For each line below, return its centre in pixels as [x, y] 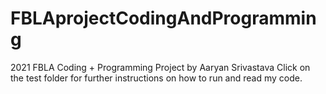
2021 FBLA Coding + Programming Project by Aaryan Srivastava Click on [160, 67]
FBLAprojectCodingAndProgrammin [163, 18]
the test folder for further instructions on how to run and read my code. [156, 78]
